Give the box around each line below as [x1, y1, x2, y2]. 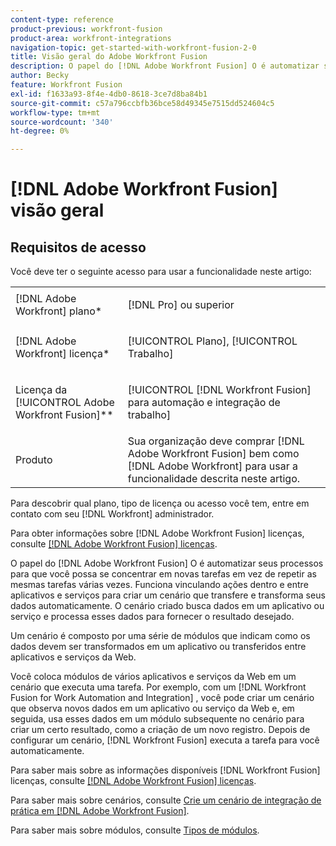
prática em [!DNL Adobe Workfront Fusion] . [10, 805, 190, 817]
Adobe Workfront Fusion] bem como [127, 447, 300, 461]
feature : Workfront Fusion [10, 80, 123, 90]
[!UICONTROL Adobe [15, 396, 115, 410]
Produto [15, 453, 53, 467]
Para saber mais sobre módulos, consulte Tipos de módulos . [10, 824, 260, 836]
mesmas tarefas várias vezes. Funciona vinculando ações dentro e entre [10, 579, 309, 591]
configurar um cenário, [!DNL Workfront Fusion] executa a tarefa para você [10, 734, 320, 746]
